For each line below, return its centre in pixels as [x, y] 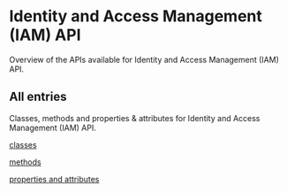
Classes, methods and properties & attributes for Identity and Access [135, 118]
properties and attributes [54, 179]
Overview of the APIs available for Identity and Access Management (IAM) [144, 59]
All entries [38, 97]
